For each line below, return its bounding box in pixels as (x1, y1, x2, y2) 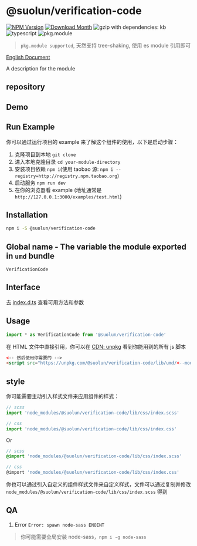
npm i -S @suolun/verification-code (6, 225, 96, 231)
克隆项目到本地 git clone (14, 151, 76, 158)
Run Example (6, 122, 55, 132)
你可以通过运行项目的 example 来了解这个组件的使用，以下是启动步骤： (6, 138, 179, 145)
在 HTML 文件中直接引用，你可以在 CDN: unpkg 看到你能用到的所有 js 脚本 (6, 343, 186, 350)
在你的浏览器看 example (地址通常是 (14, 186, 102, 193)
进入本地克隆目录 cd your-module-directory (14, 158, 121, 165)
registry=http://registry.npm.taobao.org (14, 173, 117, 179)
